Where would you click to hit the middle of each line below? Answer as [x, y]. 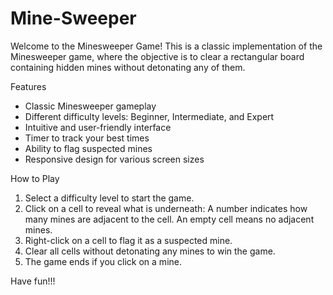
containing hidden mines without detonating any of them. [128, 67]
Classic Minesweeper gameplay [90, 106]
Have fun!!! [33, 281]
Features [28, 86]
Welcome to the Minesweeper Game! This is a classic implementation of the [166, 46]
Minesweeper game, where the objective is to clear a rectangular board [157, 56]
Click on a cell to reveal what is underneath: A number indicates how [166, 208]
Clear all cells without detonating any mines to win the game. [150, 251]
